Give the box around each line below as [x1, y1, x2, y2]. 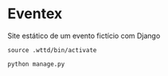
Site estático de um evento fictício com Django [7, 31, 161, 40]
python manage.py [7, 60, 65, 68]
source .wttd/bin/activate [7, 46, 97, 54]
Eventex [7, 5, 63, 23]
